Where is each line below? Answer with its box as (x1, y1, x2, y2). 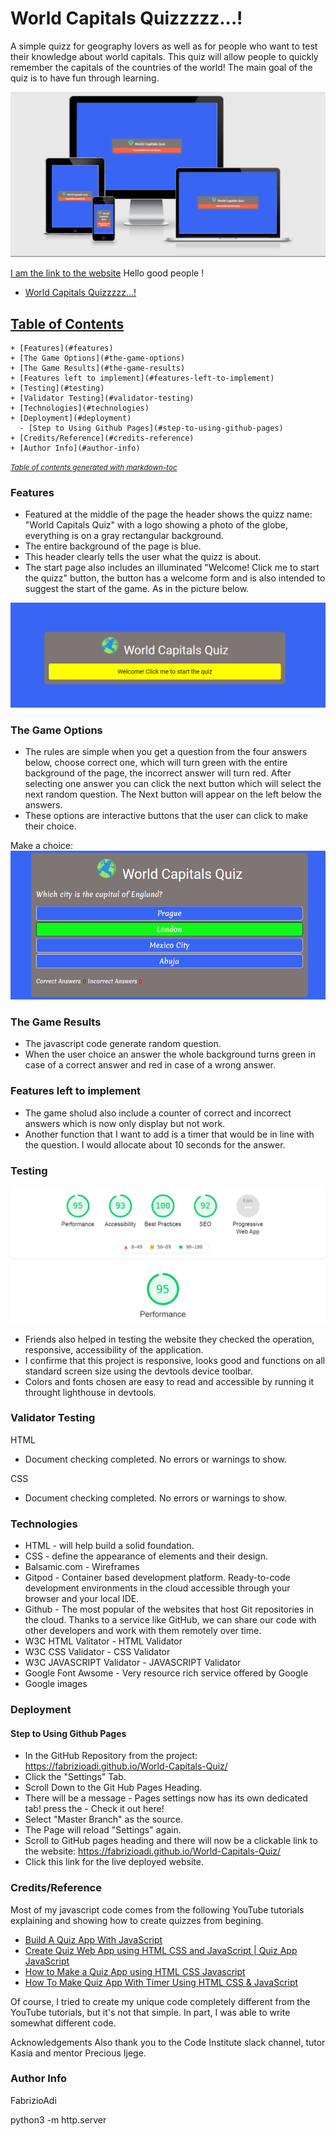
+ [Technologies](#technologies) (10, 403, 150, 414)
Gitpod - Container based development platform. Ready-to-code (24, 1572, 291, 1584)
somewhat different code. (10, 2017, 117, 2029)
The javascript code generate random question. (24, 1038, 222, 1050)
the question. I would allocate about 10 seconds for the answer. (24, 1138, 286, 1151)
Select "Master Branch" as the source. (24, 1813, 183, 1826)
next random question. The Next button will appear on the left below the (24, 788, 322, 801)
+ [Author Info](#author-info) (10, 443, 141, 454)
